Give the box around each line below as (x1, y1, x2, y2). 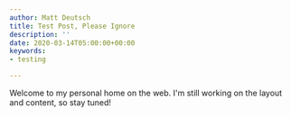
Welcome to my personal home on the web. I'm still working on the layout (9, 87, 283, 98)
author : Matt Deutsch (9, 13, 91, 22)
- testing (9, 55, 47, 64)
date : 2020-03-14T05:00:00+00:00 (9, 38, 136, 48)
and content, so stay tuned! (9, 97, 111, 108)
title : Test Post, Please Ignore (9, 22, 136, 31)
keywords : (9, 47, 47, 56)
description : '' (9, 30, 70, 39)
